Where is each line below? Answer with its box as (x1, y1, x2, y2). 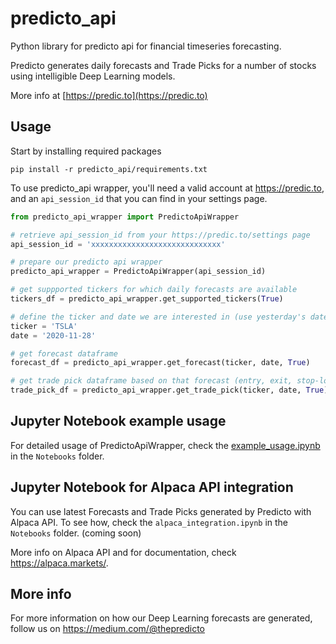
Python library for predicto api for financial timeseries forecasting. (10, 40, 282, 52)
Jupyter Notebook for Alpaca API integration (10, 479, 294, 496)
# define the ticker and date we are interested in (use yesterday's (10, 312, 307, 322)
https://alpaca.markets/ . (10, 557, 109, 569)
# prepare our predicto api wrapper (10, 257, 163, 267)
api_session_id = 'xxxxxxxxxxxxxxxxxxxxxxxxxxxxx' (10, 239, 226, 249)
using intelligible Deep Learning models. (10, 70, 176, 82)
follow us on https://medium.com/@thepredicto (10, 623, 206, 635)
